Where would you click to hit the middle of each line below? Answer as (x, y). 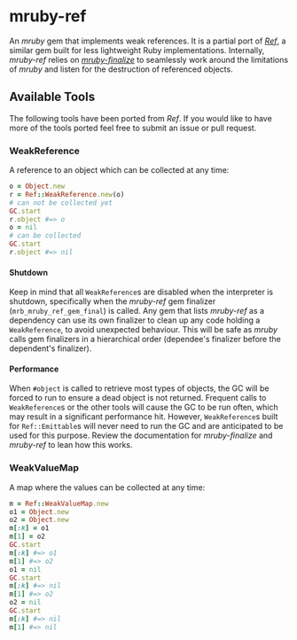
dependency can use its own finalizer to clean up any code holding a (135, 320)
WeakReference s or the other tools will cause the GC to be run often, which (144, 407)
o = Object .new (37, 187)
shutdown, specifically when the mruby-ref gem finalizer (113, 301)
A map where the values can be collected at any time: (107, 487)
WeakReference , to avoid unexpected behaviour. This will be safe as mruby (143, 330)
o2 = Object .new (39, 520)
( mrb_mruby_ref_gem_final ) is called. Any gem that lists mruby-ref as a (137, 311)
